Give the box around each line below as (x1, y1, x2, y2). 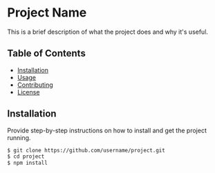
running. (7, 133, 31, 142)
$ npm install (7, 160, 48, 167)
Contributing (17, 81, 53, 89)
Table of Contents (7, 48, 86, 59)
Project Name (7, 5, 87, 21)
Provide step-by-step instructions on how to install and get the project (7, 126, 207, 134)
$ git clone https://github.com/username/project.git (7, 147, 166, 154)
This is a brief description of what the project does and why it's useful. (7, 28, 209, 36)
